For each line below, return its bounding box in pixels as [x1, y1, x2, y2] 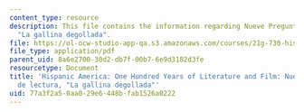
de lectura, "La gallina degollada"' [17, 80, 160, 89]
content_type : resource [9, 13, 100, 23]
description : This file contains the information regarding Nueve [9, 22, 265, 31]
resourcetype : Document [9, 64, 100, 73]
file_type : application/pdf [9, 47, 116, 56]
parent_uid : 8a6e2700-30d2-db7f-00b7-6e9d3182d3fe [9, 55, 204, 64]
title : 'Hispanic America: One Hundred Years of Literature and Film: [9, 72, 281, 81]
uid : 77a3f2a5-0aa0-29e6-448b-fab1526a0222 [9, 89, 176, 98]
